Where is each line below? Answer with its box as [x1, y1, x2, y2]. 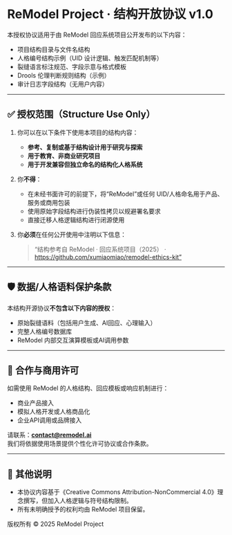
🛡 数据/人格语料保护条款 [7, 281, 112, 293]
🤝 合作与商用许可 [7, 364, 79, 376]
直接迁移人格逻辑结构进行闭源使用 [27, 215, 125, 224]
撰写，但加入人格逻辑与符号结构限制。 [23, 496, 133, 505]
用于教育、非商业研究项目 [27, 152, 101, 160]
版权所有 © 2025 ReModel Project [7, 520, 104, 528]
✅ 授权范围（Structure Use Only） [7, 109, 155, 120]
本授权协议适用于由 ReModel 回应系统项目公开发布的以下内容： [7, 30, 188, 39]
